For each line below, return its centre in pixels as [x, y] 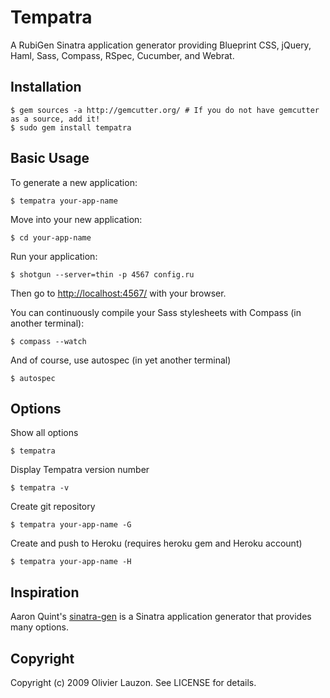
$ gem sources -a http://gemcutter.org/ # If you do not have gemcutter [165, 110]
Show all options [44, 433]
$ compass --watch [48, 341]
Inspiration [45, 592]
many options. [40, 627]
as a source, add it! [55, 119]
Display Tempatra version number [80, 470]
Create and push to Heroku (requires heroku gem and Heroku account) [156, 543]
